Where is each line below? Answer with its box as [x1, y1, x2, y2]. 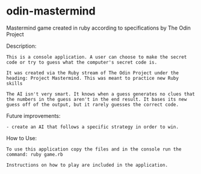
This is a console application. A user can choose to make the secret [6, 54, 187, 60]
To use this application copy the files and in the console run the [6, 146, 182, 152]
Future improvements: [6, 112, 61, 119]
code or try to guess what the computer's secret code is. [6, 59, 158, 65]
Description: [6, 42, 37, 50]
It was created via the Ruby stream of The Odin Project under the [6, 69, 179, 76]
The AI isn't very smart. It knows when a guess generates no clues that [6, 91, 196, 97]
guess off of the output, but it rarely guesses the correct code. [6, 101, 179, 108]
